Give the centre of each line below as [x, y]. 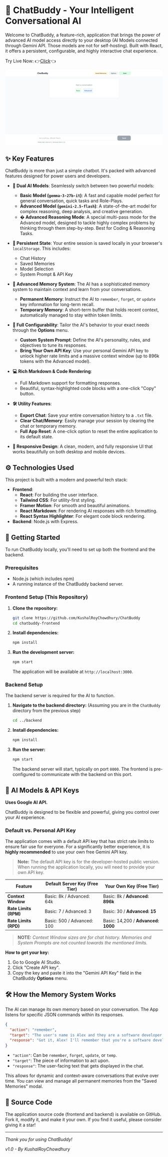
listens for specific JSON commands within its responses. [64, 1014]
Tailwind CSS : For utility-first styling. [58, 500]
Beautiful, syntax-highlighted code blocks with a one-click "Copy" [88, 389]
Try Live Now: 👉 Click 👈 [30, 61]
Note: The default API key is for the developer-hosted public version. [88, 862]
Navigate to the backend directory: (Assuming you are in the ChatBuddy [86, 705]
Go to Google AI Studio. [37, 962]
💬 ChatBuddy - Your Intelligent [69, 10]
